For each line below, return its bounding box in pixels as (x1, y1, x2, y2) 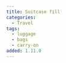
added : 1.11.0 (6, 48, 42, 54)
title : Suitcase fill (6, 8, 61, 15)
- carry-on (11, 43, 39, 49)
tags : (6, 25, 20, 32)
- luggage (11, 31, 36, 37)
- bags (11, 37, 28, 43)
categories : (6, 14, 36, 20)
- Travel (11, 20, 34, 26)
